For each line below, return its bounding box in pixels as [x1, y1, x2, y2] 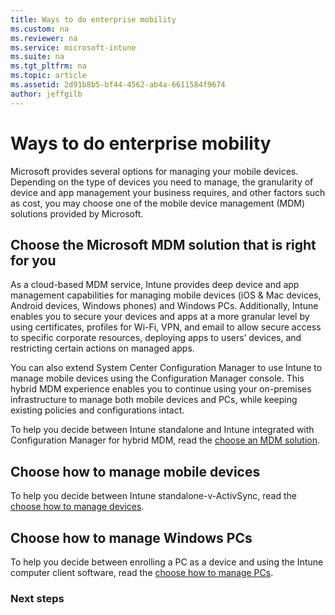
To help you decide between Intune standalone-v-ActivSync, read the [10, 490, 297, 502]
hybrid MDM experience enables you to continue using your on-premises [10, 383, 312, 395]
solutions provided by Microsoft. [10, 207, 144, 220]
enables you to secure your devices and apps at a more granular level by [10, 311, 310, 323]
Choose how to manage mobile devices [10, 463, 261, 480]
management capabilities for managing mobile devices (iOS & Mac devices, [10, 289, 322, 301]
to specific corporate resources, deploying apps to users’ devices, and [10, 332, 302, 344]
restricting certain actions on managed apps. [10, 342, 195, 355]
